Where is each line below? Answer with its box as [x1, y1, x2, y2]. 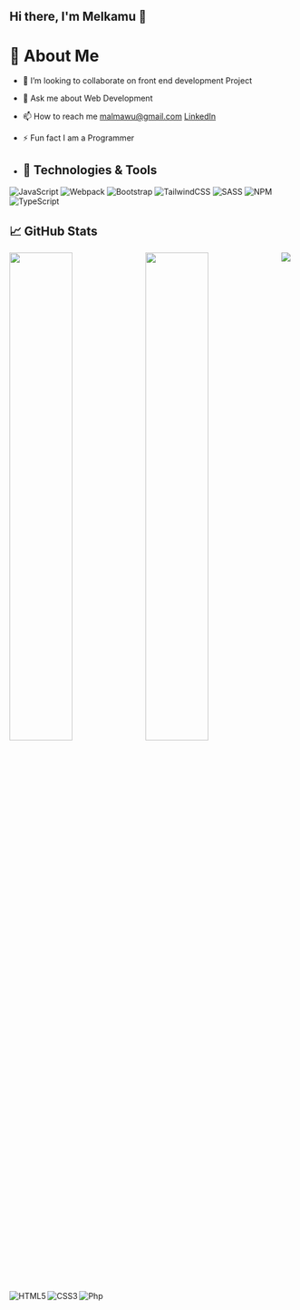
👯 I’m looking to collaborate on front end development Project [22, 75, 252, 86]
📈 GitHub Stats [9, 223, 98, 238]
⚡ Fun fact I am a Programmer [22, 132, 135, 143]
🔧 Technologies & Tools [22, 162, 158, 178]
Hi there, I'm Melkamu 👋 [9, 9, 147, 24]
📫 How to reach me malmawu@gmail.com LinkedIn [22, 111, 217, 122]
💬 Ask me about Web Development [22, 92, 153, 104]
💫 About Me [9, 45, 100, 66]
